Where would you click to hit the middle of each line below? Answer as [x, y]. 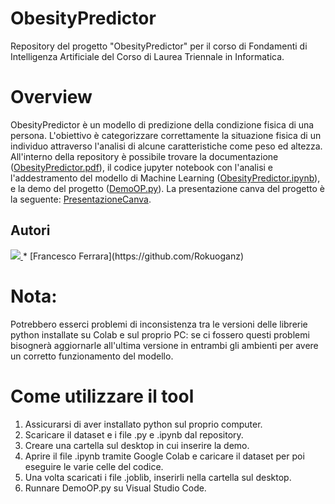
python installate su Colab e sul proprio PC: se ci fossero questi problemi [160, 334]
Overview [51, 97]
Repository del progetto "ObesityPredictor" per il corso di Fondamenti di [159, 46]
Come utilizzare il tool [102, 396]
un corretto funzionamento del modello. [92, 356]
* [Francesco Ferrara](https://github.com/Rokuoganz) [133, 256]
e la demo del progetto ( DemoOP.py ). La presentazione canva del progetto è [167, 188]
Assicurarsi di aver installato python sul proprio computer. [143, 424]
